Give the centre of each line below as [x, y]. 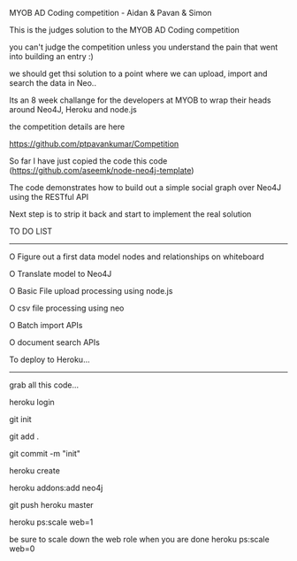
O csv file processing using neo [67, 308]
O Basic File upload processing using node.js [91, 291]
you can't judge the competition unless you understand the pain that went [144, 47]
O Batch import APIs [46, 325]
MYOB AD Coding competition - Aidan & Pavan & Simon [110, 13]
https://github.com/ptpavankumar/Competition [94, 144]
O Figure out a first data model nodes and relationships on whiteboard [137, 257]
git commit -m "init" [45, 453]
